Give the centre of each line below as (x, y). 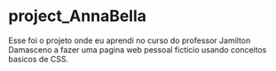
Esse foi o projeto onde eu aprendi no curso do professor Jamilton (130, 40)
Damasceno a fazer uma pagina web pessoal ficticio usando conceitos (138, 49)
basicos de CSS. (38, 59)
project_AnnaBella (78, 16)
